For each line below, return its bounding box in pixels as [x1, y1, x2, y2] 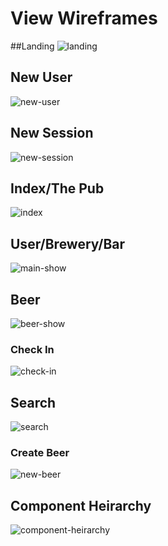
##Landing [10, 40, 55, 52]
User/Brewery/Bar [10, 235, 126, 252]
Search [10, 394, 57, 411]
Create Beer [10, 446, 70, 460]
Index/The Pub [10, 180, 105, 197]
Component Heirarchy [10, 497, 152, 514]
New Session [10, 125, 94, 142]
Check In [10, 342, 55, 356]
